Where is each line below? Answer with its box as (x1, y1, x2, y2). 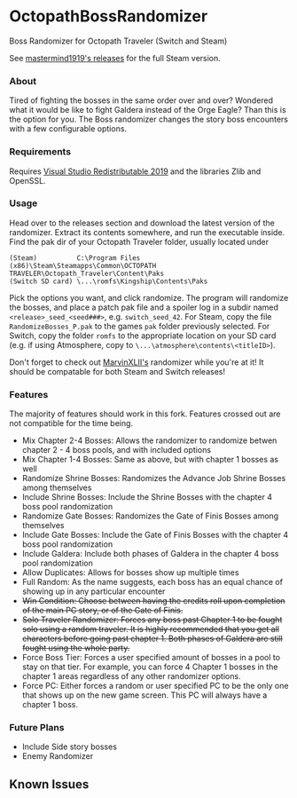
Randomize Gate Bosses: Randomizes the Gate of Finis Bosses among (21, 510, 279, 521)
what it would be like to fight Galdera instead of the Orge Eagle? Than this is (9, 105, 286, 115)
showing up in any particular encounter (21, 586, 166, 597)
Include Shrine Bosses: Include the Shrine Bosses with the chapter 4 (21, 492, 273, 502)
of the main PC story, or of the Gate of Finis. (21, 605, 184, 616)
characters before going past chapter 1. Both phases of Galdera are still (21, 633, 284, 644)
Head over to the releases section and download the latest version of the (9, 217, 275, 228)
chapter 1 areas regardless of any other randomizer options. (21, 671, 241, 682)
